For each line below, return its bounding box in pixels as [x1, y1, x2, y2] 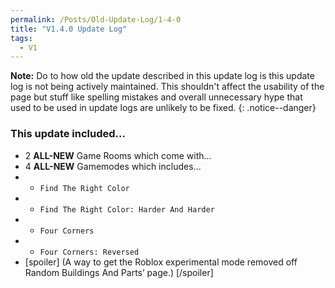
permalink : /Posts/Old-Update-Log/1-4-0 [10, 14, 182, 25]
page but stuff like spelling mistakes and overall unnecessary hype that [10, 91, 303, 103]
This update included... [10, 127, 126, 141]
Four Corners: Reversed [39, 247, 140, 257]
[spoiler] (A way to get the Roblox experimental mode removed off [24, 256, 298, 268]
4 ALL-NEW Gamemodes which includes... [24, 160, 202, 172]
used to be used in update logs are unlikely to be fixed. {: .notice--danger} [10, 102, 317, 114]
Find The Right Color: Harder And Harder [39, 204, 215, 215]
